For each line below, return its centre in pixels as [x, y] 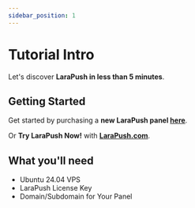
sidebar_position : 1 [42, 15]
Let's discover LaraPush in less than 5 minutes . [86, 77]
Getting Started [47, 101]
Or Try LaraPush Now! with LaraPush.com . [79, 136]
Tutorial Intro [51, 54]
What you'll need [51, 160]
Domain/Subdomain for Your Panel [76, 197]
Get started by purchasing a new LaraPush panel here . [98, 120]
